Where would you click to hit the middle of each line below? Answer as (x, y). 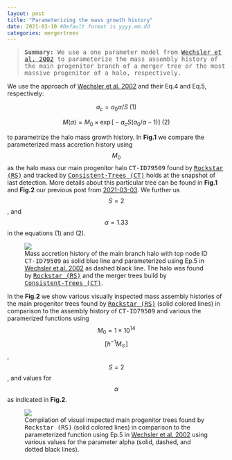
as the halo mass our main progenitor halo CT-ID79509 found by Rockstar (115, 167)
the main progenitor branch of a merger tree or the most (125, 66)
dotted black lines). (52, 449)
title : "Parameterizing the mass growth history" (80, 20)
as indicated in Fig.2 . (37, 399)
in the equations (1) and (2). (46, 233)
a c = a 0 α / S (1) (116, 108)
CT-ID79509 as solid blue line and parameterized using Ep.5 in (114, 261)
